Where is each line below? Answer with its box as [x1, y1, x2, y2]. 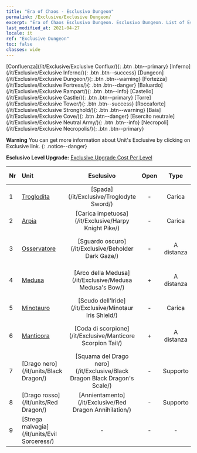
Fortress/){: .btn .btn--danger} [63, 81, 137, 88]
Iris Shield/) [86, 311, 118, 319]
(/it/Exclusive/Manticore [69, 332, 135, 340]
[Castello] [130, 87, 154, 94]
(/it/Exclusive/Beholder [70, 244, 134, 253]
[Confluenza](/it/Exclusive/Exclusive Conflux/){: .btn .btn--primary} [6, 63, 169, 70]
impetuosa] [97, 209, 129, 217]
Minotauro [21, 304, 50, 312]
